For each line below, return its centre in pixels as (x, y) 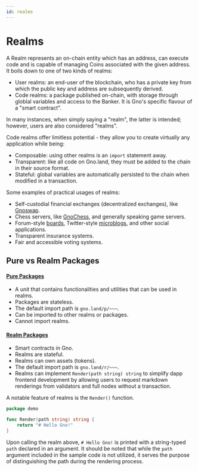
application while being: (35, 144)
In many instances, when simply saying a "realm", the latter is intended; (94, 119)
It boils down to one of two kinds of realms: (59, 71)
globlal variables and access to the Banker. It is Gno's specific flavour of (103, 101)
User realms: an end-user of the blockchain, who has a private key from (103, 82)
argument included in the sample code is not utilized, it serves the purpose (98, 455)
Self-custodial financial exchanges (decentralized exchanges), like (96, 203)
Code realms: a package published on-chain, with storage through (96, 95)
